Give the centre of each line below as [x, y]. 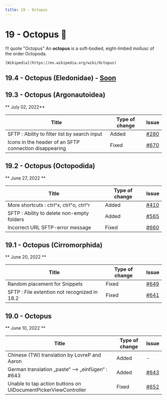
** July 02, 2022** [25, 107]
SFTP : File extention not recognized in [53, 292]
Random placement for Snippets [45, 284]
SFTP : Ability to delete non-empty [48, 213]
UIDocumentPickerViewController [47, 390]
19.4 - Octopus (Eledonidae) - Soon [61, 78]
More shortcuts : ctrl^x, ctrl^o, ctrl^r [49, 205]
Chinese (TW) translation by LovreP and [54, 355]
